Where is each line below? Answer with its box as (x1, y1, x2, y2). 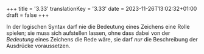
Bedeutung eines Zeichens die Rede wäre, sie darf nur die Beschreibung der (6, 36, 198, 43)
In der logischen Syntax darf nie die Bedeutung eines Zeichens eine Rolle (6, 23, 190, 30)
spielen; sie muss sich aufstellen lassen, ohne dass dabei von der (6, 29, 171, 37)
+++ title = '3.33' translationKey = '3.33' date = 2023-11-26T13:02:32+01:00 (6, 5, 197, 12)
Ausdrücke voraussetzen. (6, 42, 71, 49)
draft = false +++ (6, 11, 49, 19)
